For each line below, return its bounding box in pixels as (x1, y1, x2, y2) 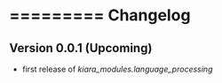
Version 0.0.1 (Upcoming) (9, 41, 153, 56)
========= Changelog (9, 5, 191, 26)
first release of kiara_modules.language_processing (21, 64, 213, 74)
